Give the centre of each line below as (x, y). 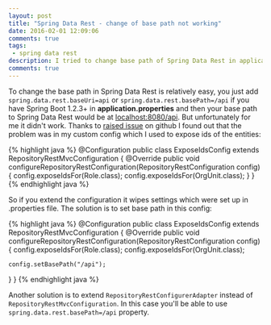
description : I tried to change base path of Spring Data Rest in (122, 61)
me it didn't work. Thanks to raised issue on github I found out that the (125, 125)
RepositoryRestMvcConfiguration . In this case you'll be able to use (118, 303)
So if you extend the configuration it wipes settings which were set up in (128, 199)
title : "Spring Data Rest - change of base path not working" (115, 23)
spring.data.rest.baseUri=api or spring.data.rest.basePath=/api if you (129, 100)
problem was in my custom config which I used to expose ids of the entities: (135, 134)
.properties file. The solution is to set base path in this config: (110, 208)
